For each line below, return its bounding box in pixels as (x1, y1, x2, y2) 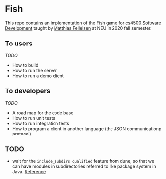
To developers (5, 87, 51, 95)
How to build (12, 62, 39, 68)
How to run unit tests (12, 115, 55, 121)
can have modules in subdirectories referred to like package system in (12, 163, 156, 169)
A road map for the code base (12, 110, 74, 116)
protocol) (12, 131, 31, 136)
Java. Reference (12, 169, 46, 175)
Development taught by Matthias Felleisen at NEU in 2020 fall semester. (5, 25, 152, 31)
